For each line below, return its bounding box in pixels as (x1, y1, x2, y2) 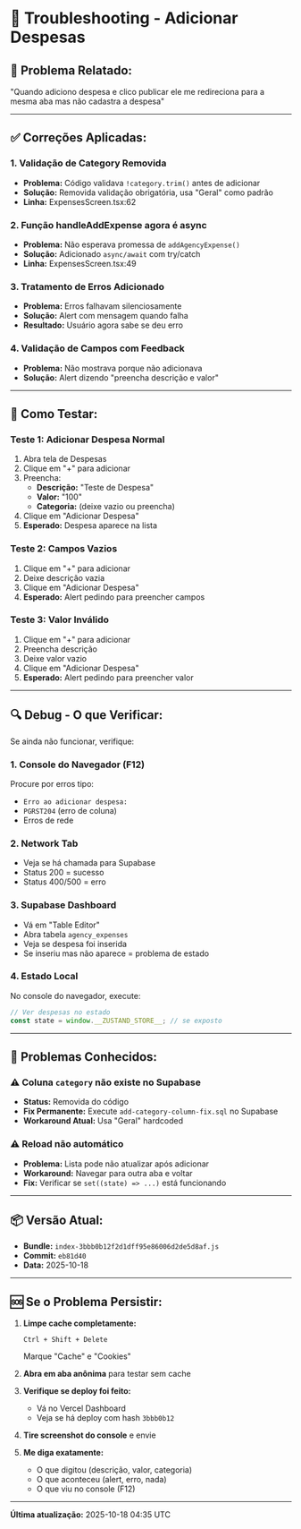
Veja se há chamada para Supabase (22, 858, 155, 868)
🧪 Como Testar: (10, 406, 98, 422)
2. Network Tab (10, 837, 79, 850)
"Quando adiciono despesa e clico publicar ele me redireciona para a (10, 87, 265, 97)
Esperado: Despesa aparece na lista (22, 520, 158, 531)
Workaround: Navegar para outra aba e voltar (22, 1167, 193, 1178)
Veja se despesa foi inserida (22, 938, 128, 949)
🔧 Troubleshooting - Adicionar (10, 8, 238, 29)
